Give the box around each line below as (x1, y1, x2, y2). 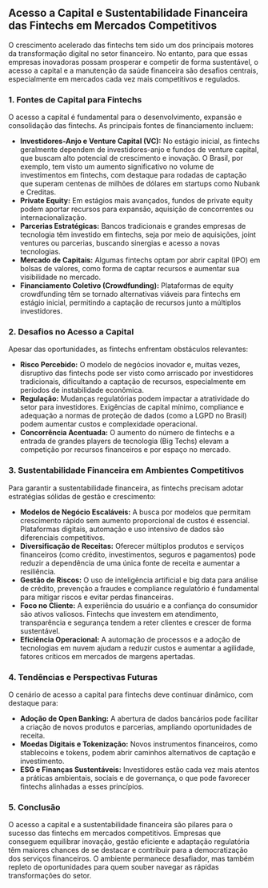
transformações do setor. (8, 871, 92, 881)
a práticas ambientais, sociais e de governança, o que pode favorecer (19, 774, 250, 782)
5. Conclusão (8, 802, 61, 813)
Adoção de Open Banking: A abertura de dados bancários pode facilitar (19, 714, 258, 723)
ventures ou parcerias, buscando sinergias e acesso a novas (19, 238, 220, 248)
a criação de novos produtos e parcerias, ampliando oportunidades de (19, 722, 252, 731)
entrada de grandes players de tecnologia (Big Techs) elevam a (19, 436, 230, 446)
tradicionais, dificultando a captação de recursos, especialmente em (19, 377, 246, 386)
